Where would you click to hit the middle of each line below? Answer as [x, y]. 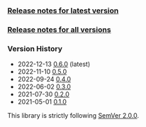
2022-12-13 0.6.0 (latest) [54, 64]
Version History [35, 48]
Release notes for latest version [63, 11]
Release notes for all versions [59, 29]
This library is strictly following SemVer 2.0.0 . [73, 116]
